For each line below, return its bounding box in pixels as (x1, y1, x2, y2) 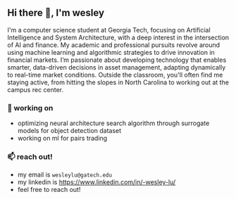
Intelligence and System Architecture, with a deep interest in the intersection (7, 33, 230, 41)
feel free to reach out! (17, 186, 81, 194)
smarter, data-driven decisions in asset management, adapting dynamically (7, 63, 226, 71)
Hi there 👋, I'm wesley (7, 7, 104, 19)
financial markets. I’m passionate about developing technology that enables (7, 56, 227, 64)
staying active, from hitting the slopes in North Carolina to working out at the (7, 78, 229, 86)
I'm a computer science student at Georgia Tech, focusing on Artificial (7, 25, 211, 34)
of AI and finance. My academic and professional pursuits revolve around (7, 40, 221, 49)
